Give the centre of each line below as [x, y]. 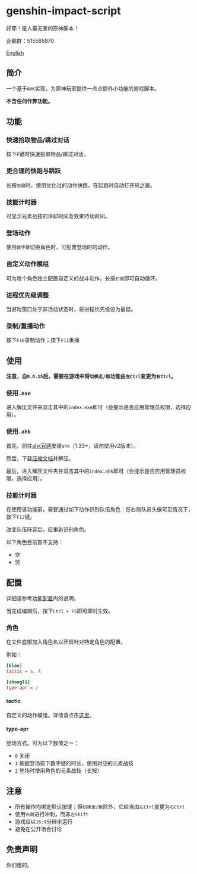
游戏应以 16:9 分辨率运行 [44, 821]
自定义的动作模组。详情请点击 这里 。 [50, 715]
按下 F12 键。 [21, 517]
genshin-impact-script [63, 11]
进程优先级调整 [28, 295]
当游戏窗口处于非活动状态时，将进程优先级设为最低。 [71, 309]
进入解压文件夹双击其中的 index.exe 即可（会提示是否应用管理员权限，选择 [96, 407]
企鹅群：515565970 [30, 40]
